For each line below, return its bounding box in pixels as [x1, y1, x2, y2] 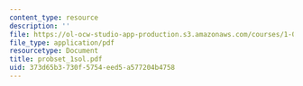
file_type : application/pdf [9, 38, 115, 47]
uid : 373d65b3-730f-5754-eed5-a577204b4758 [9, 64, 176, 73]
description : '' [9, 21, 70, 30]
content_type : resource [9, 13, 99, 22]
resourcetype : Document [9, 47, 99, 56]
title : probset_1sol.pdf [9, 55, 103, 64]
